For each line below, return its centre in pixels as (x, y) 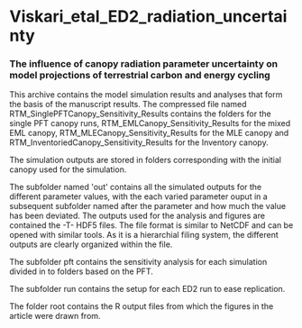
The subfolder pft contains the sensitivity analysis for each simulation (138, 262)
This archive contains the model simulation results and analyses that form (146, 95)
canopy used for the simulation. (68, 169)
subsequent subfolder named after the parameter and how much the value (148, 206)
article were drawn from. (55, 316)
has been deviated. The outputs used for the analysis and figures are (137, 216)
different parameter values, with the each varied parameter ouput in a (138, 196)
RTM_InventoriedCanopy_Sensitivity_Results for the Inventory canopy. (139, 142)
